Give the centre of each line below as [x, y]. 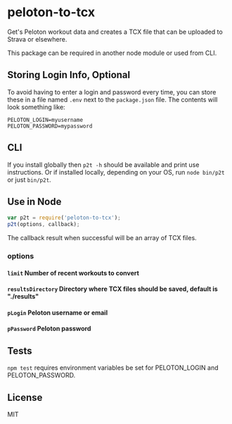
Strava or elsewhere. [37, 39]
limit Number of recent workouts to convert [73, 273]
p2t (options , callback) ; [44, 225]
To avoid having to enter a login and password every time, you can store [112, 92]
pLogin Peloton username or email [57, 312]
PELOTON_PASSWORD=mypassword [50, 126]
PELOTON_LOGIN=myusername [45, 120]
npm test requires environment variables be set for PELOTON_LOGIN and [113, 368]
